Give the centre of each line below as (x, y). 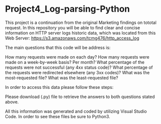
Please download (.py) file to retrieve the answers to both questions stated (80, 97)
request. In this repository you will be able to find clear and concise (73, 27)
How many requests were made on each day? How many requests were (77, 57)
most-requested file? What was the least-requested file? (62, 78)
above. (12, 102)
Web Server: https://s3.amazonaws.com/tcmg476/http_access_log (72, 38)
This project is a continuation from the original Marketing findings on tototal (81, 22)
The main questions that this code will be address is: (58, 47)
